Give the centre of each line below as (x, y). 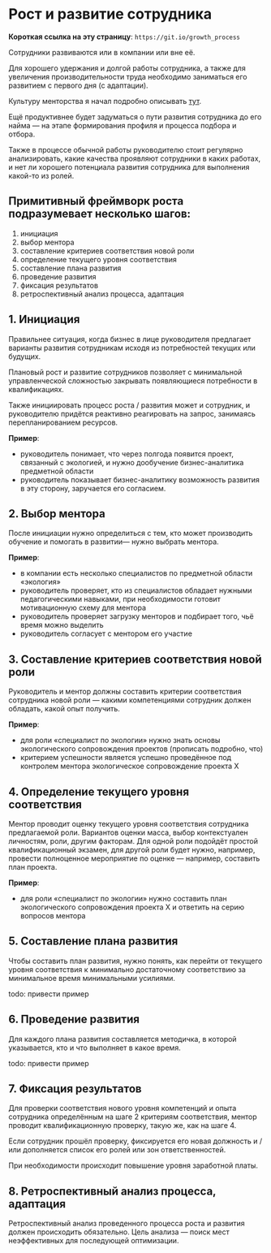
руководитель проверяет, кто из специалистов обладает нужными (136, 590)
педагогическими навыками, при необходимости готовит (120, 599)
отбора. (22, 134)
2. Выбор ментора (57, 514)
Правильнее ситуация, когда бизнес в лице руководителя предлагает (130, 339)
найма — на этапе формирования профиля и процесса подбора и (123, 125)
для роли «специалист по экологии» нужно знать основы (120, 741)
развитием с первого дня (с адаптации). (78, 85)
